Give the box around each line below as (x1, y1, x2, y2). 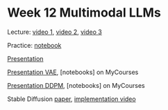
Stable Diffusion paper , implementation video (7, 95, 137, 103)
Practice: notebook (7, 41, 62, 49)
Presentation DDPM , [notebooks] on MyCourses (7, 81, 145, 89)
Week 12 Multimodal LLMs (7, 5, 161, 21)
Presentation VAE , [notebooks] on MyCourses (7, 68, 139, 76)
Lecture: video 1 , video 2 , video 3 (7, 28, 102, 36)
